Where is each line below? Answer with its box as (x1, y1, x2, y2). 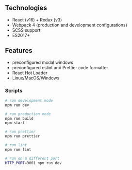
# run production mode (5, 112, 51, 116)
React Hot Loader (12, 70, 48, 76)
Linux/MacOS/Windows (12, 75, 60, 81)
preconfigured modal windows (12, 59, 74, 65)
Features (5, 46, 33, 55)
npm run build (5, 116, 34, 121)
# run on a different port (5, 156, 60, 161)
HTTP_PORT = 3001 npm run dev (5, 160, 62, 165)
